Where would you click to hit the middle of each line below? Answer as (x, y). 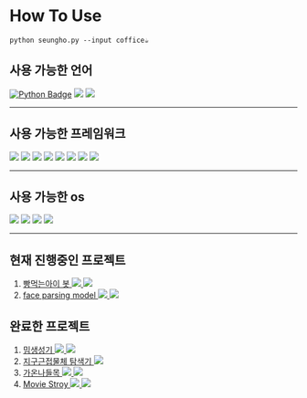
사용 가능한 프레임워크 (68, 134)
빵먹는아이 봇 (46, 284)
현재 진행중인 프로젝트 (68, 260)
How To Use (56, 16)
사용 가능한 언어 (51, 71)
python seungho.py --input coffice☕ (79, 40)
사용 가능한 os (47, 197)
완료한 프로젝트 (50, 326)
